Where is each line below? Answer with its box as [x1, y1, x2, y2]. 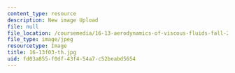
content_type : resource [7, 10, 77, 17]
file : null [7, 23, 39, 30]
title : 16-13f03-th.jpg [7, 49, 77, 56]
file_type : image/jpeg [7, 36, 73, 43]
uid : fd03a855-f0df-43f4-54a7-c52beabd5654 [7, 56, 136, 63]
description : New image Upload [7, 17, 99, 24]
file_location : [7, 29, 52, 37]
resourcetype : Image [7, 42, 68, 49]
